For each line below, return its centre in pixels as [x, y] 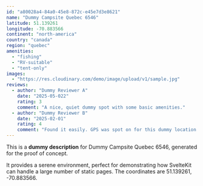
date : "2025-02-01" [42, 118]
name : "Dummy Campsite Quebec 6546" [52, 18]
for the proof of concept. [37, 153]
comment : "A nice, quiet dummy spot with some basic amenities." [101, 107]
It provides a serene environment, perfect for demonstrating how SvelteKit [99, 165]
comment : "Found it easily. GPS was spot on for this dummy [95, 130]
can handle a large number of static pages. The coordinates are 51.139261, [99, 172]
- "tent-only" [29, 68]
